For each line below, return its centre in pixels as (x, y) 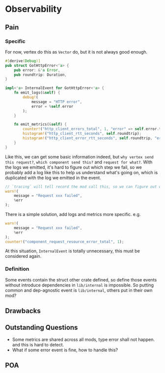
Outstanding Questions (41, 327)
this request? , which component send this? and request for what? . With (79, 162)
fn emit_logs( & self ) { (37, 93)
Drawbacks (23, 311)
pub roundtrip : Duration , (41, 75)
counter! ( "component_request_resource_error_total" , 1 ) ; (65, 242)
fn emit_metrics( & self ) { (41, 124)
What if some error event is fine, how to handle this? (65, 350)
